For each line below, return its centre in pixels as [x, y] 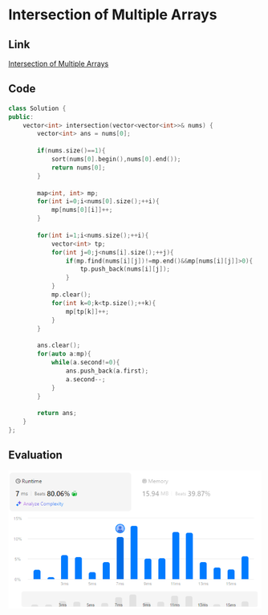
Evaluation [35, 455]
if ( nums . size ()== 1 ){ [71, 151]
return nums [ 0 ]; [78, 167]
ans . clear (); [59, 346]
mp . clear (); [71, 295]
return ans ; [57, 413]
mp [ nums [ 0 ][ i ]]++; [82, 210]
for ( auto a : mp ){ [64, 354]
